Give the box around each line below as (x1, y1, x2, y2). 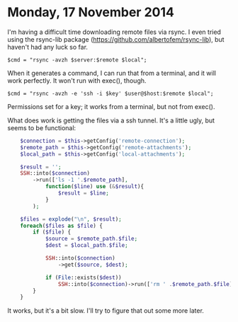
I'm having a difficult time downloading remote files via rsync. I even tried (7, 28, 222, 36)
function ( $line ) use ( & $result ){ (45, 183, 144, 190)
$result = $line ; (57, 190, 110, 197)
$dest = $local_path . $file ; (45, 242, 129, 249)
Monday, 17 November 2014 (7, 4, 175, 21)
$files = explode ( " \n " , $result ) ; (20, 215, 122, 223)
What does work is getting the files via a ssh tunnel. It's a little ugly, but (7, 116, 215, 125)
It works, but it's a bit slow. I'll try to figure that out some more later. (7, 306, 204, 315)
